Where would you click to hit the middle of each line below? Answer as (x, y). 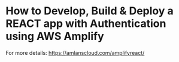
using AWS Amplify (55, 36)
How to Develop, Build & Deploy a (90, 11)
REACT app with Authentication (86, 24)
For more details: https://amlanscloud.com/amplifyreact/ (75, 52)
